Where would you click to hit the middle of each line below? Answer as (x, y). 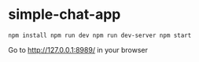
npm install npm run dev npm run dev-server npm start (100, 35)
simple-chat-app (64, 15)
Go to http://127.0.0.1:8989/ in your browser (78, 49)
